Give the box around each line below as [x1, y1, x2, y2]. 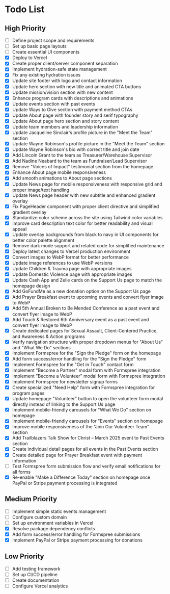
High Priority [5, 24, 46, 33]
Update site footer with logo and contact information [12, 78, 123, 84]
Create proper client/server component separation [12, 60, 118, 67]
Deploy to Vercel [12, 55, 47, 61]
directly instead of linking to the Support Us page [12, 401, 116, 407]
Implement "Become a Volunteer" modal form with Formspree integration [12, 373, 165, 379]
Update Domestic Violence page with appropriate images [12, 271, 133, 277]
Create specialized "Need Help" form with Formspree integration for [12, 384, 155, 391]
